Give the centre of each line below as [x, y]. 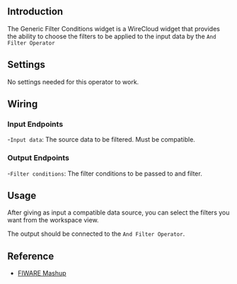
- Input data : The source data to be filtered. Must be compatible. [102, 140]
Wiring [23, 104]
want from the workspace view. [53, 220]
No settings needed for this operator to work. [73, 81]
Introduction [35, 12]
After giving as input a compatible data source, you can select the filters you [118, 212]
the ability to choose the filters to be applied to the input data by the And [112, 36]
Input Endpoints [35, 124]
